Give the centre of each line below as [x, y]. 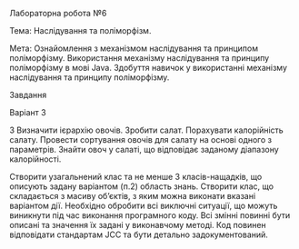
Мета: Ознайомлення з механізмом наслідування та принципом [134, 48]
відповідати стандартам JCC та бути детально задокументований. [139, 234]
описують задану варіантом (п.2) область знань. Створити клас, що [142, 186]
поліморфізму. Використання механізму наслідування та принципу [140, 58]
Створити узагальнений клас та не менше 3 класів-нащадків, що [136, 177]
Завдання [28, 95]
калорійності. [35, 159]
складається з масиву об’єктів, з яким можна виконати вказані [133, 196]
